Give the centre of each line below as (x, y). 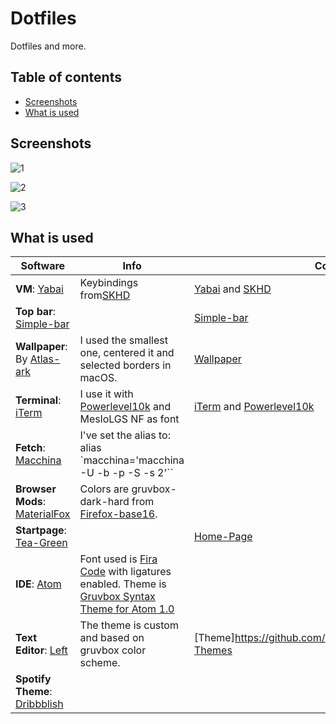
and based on (112, 638)
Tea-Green (41, 543)
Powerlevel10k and (125, 407)
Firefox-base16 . (118, 514)
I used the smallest (123, 340)
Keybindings (109, 283)
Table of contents (66, 77)
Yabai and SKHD (232, 289)
